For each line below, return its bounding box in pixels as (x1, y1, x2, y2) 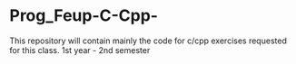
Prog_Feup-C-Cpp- (9, 5, 159, 26)
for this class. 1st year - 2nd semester (9, 44, 151, 55)
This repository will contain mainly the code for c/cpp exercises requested (9, 35, 288, 46)
